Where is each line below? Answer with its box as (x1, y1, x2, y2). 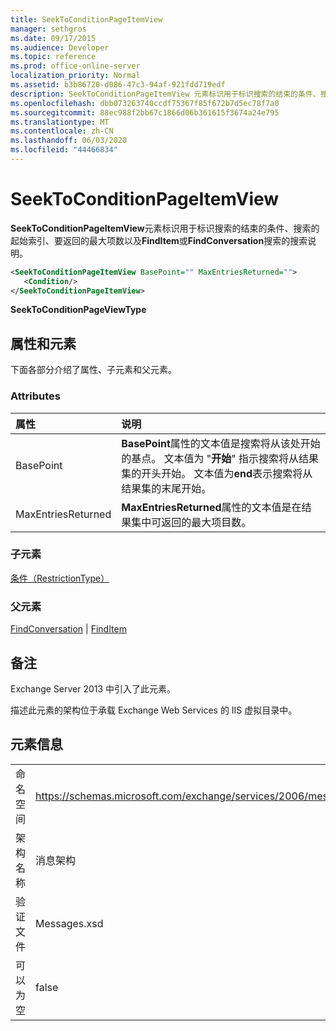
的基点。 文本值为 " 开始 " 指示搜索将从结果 (121, 451, 320, 465)
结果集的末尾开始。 (121, 481, 212, 495)
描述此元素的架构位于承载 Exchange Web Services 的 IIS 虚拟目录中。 (10, 704, 298, 716)
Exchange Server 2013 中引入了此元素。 (10, 682, 177, 695)
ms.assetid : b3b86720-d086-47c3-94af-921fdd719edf (10, 80, 226, 90)
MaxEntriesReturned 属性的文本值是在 (121, 500, 302, 514)
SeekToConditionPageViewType (10, 304, 147, 316)
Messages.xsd (35, 916, 104, 930)
